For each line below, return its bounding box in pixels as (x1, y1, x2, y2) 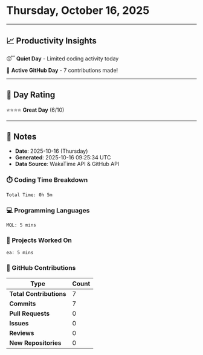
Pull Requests (9, 309, 50, 318)
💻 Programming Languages (6, 206, 90, 214)
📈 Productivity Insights (6, 36, 97, 46)
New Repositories (9, 339, 62, 347)
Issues (9, 319, 29, 327)
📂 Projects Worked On (6, 236, 72, 245)
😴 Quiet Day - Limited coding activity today (6, 55, 119, 62)
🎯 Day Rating (6, 90, 56, 100)
